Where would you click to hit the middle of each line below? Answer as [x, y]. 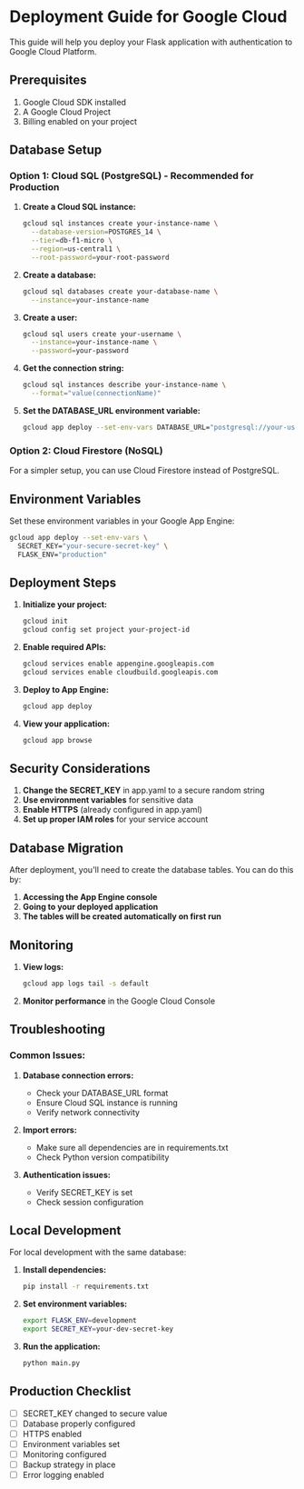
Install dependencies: [64, 1270]
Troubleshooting [58, 1029]
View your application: [66, 724]
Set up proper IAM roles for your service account [115, 819]
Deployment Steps [63, 582]
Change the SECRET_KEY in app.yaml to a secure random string [143, 790]
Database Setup [56, 150]
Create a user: [50, 317]
